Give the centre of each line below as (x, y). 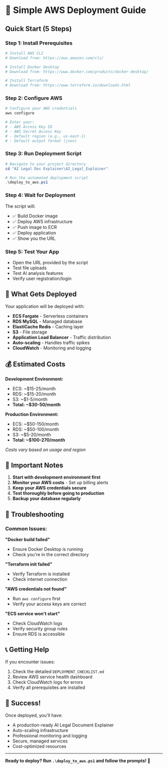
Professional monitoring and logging (50, 735)
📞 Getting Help (27, 650)
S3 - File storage (30, 332)
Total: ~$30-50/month (36, 405)
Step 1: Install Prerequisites (39, 43)
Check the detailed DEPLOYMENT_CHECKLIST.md (58, 671)
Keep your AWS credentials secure (49, 488)
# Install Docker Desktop (32, 67)
